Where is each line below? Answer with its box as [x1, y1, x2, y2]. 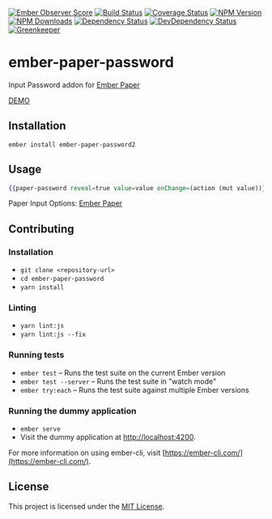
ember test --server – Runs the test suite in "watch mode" [19, 376, 217, 386]
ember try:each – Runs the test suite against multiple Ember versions [19, 385, 249, 394]
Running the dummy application [8, 405, 137, 416]
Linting [8, 302, 36, 313]
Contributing [8, 222, 74, 236]
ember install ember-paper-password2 [8, 140, 136, 149]
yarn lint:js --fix [19, 330, 87, 339]
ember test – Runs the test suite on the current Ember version [19, 368, 226, 377]
